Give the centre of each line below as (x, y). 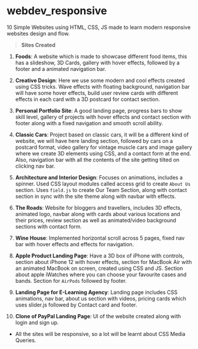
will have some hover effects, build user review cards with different (97, 93)
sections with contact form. (48, 226)
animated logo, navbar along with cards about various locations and (98, 214)
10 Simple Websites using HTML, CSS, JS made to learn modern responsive (99, 27)
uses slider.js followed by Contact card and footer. (76, 305)
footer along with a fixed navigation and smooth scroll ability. (89, 123)
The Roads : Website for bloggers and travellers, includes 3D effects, (98, 207)
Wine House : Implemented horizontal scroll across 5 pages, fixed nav (100, 238)
